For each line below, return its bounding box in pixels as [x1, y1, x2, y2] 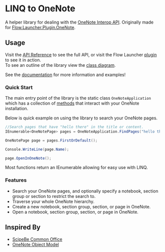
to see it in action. [5, 57, 41, 63]
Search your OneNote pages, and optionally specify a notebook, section [12, 188, 159, 194]
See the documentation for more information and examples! [5, 72, 126, 78]
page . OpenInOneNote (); [5, 156, 52, 161]
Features [5, 177, 27, 184]
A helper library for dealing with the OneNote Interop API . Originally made [5, 19, 154, 25]
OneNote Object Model [12, 241, 59, 247]
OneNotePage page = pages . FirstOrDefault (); [5, 138, 98, 143]
